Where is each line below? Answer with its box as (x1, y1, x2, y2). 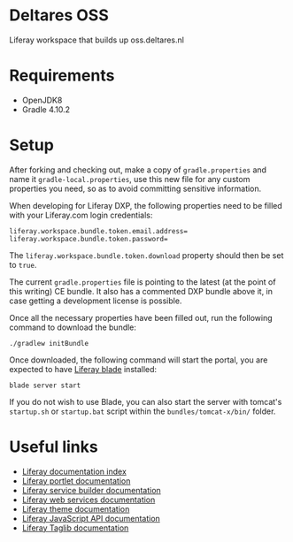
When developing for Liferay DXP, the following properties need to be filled (9, 200, 283, 210)
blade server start (9, 381, 81, 390)
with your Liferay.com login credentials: (9, 210, 153, 220)
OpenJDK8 (21, 95, 63, 105)
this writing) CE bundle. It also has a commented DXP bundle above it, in (9, 286, 273, 296)
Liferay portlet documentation (21, 475, 131, 486)
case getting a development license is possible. (9, 295, 182, 306)
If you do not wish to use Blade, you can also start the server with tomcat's (9, 396, 282, 407)
